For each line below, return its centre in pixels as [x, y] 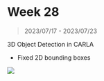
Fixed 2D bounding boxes [54, 57]
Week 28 [33, 12]
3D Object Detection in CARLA [51, 44]
